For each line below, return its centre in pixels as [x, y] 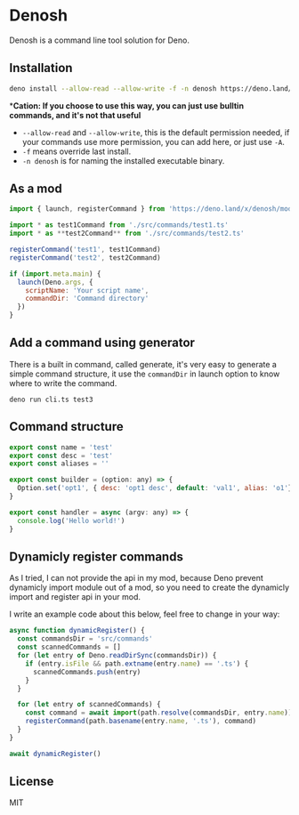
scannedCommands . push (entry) [87, 672]
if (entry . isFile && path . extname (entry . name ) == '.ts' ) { [137, 664]
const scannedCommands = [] [69, 647]
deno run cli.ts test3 [51, 399]
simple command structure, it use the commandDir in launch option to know [145, 374]
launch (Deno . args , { [55, 282]
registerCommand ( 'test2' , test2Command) [85, 258]
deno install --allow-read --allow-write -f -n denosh [113, 89]
